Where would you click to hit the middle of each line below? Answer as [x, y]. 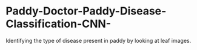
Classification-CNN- [58, 24]
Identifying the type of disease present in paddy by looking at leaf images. [98, 40]
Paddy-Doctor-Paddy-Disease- [86, 11]
